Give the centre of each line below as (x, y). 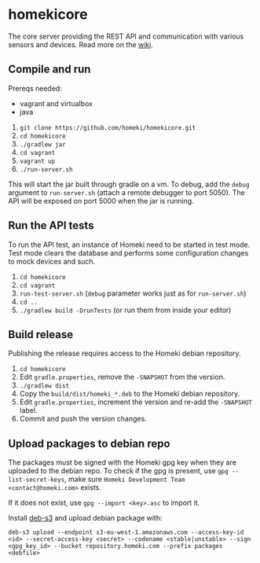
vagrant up (37, 161)
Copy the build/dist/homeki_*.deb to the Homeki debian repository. (130, 394)
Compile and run (49, 70)
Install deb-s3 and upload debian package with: (85, 518)
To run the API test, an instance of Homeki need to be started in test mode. (129, 245)
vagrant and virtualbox (56, 103)
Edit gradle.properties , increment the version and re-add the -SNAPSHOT (136, 402)
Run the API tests (51, 226)
